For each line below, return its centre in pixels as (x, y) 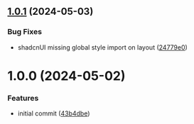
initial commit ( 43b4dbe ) (54, 113)
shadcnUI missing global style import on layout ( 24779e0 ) (103, 47)
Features (23, 98)
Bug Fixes (25, 32)
